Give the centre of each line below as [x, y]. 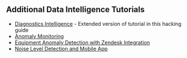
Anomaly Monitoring [39, 36]
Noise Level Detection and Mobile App [61, 49]
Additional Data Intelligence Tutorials [76, 10]
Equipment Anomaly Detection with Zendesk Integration [82, 42]
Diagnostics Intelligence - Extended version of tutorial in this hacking [98, 23]
